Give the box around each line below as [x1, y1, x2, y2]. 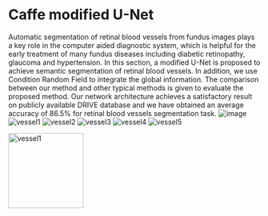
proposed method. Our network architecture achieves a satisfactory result [8, 91, 253, 101]
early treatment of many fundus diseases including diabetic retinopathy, [8, 49, 246, 58]
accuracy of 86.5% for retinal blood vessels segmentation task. [8, 108, 218, 118]
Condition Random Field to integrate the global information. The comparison [8, 74, 259, 84]
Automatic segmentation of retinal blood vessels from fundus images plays [8, 32, 255, 42]
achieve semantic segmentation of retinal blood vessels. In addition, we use [8, 66, 258, 75]
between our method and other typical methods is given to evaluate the [8, 82, 244, 93]
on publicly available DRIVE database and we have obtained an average [8, 100, 244, 110]
